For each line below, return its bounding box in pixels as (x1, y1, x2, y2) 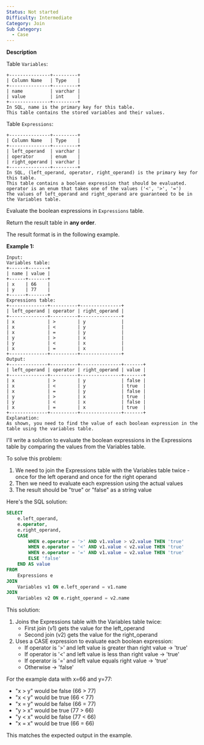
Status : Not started (6, 9, 59, 15)
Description (6, 48, 37, 56)
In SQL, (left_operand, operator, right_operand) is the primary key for (6, 169, 199, 176)
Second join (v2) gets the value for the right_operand (24, 631, 158, 639)
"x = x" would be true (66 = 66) (15, 720, 95, 727)
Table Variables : (6, 61, 48, 68)
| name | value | (6, 270, 51, 277)
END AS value (17, 561, 51, 567)
